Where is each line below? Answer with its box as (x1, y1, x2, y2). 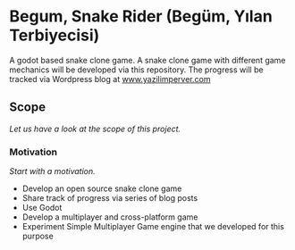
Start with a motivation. (9, 166, 96, 177)
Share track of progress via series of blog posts (21, 193, 198, 204)
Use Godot (21, 203, 63, 213)
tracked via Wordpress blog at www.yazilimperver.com (9, 73, 211, 84)
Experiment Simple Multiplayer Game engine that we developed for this (21, 221, 284, 232)
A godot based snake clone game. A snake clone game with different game (9, 54, 286, 65)
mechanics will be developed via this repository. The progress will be (9, 64, 264, 75)
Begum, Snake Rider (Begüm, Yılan (9, 6, 273, 27)
